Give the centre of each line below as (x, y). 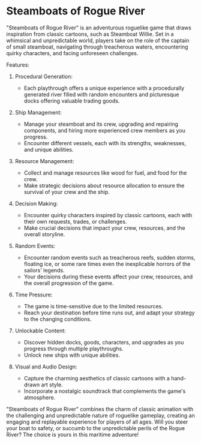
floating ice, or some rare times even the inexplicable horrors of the (107, 264)
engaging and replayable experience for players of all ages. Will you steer (97, 422)
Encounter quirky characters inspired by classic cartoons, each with (108, 215)
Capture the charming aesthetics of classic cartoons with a (97, 378)
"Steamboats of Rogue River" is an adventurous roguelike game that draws (99, 28)
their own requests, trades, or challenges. (75, 221)
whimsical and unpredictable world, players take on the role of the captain (98, 40)
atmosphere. (40, 397)
